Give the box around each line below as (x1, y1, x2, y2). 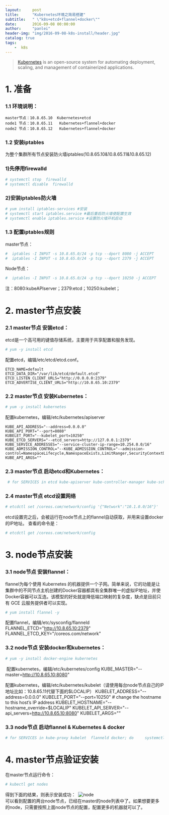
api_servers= (5, 710, 32, 716)
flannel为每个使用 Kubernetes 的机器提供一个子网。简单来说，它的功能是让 (5, 581, 160, 587)
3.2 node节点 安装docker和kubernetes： (5, 644, 106, 651)
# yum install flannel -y (5, 610, 59, 615)
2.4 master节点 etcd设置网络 (5, 492, 76, 499)
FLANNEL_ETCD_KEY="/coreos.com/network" (5, 631, 102, 637)
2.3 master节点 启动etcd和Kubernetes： (5, 468, 105, 475)
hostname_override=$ (5, 704, 51, 710)
